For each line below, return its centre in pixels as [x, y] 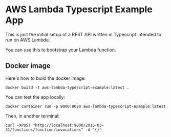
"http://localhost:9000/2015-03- [68, 125]
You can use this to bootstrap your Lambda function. [61, 50]
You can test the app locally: [35, 97]
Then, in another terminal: [33, 116]
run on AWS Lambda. [28, 40]
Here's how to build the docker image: [46, 78]
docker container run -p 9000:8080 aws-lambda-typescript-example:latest [86, 106]
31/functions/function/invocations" [44, 130]
